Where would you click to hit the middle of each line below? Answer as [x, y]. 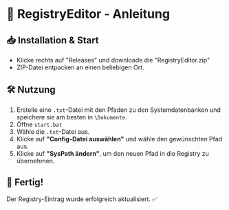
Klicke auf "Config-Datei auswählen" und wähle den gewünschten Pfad [119, 139]
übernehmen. [35, 161]
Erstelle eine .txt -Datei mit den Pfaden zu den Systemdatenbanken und [119, 110]
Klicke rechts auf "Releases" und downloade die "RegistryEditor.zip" [113, 60]
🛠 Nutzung [31, 90]
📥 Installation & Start [53, 40]
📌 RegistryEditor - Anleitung [88, 14]
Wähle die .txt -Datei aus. [53, 131]
